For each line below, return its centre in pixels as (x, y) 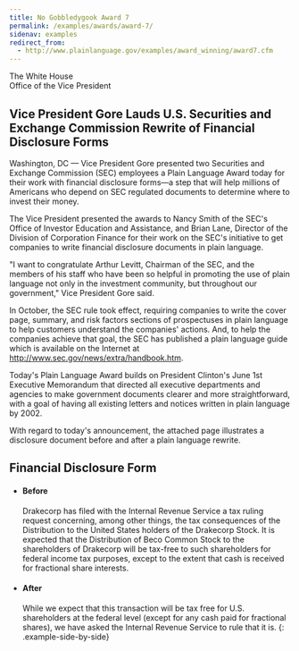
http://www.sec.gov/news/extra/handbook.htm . (96, 358)
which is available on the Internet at (75, 348)
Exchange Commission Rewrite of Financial (132, 127)
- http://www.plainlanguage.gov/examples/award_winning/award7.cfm (145, 51)
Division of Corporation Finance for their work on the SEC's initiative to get (146, 237)
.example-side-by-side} (66, 637)
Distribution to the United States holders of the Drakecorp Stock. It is (148, 529)
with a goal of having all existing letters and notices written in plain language (149, 403)
